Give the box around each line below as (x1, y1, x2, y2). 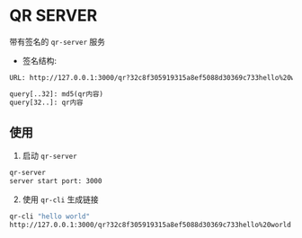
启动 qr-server (22, 150, 78, 162)
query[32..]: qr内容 (9, 98, 84, 107)
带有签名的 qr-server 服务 (9, 36, 106, 47)
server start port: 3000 (9, 177, 102, 186)
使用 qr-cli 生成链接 (22, 194, 99, 205)
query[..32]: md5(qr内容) (9, 89, 103, 99)
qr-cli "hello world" (9, 212, 91, 221)
